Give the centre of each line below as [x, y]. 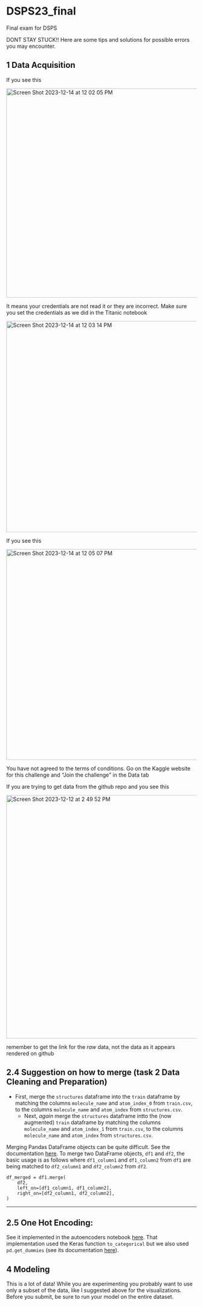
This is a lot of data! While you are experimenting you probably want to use [100, 1284]
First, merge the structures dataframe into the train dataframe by [97, 1096]
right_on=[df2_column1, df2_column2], [66, 1193]
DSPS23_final [41, 11]
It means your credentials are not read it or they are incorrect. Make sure [97, 306]
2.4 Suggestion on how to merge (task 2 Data [93, 1072]
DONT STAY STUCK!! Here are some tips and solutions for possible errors [98, 39]
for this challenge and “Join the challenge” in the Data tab [78, 775]
